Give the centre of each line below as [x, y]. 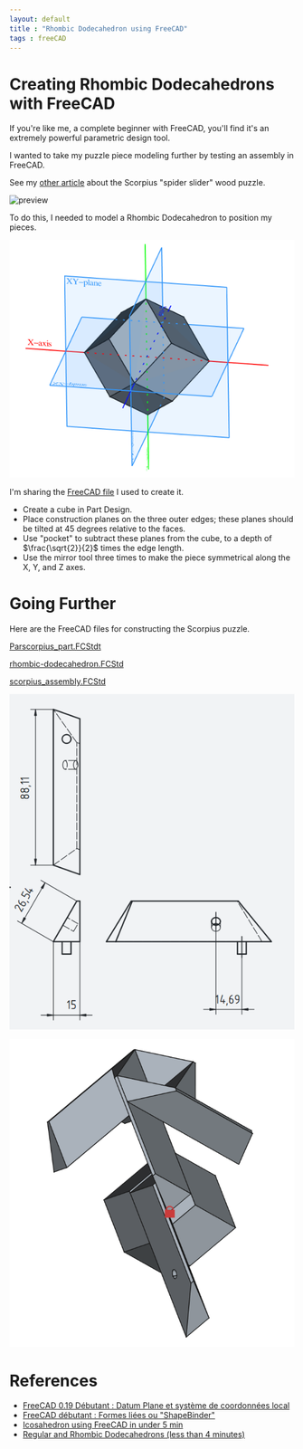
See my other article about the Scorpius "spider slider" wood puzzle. [137, 183]
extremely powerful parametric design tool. [90, 138]
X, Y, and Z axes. [54, 567]
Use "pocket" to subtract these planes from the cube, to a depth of [147, 538]
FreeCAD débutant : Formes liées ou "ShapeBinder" [118, 1416]
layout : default [40, 19]
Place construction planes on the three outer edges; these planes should [158, 519]
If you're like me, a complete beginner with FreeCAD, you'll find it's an [139, 129]
